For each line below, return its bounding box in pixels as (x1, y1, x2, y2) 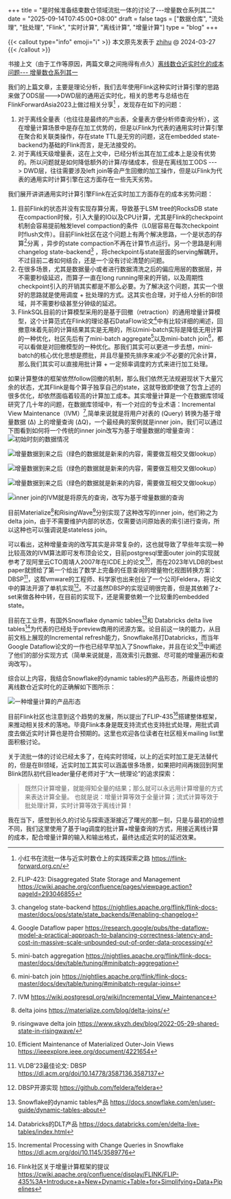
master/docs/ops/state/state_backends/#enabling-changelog (17, 910, 192, 919)
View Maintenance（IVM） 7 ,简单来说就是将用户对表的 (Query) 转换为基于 (8, 408, 215, 417)
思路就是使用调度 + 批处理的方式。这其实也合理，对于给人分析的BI (29, 291, 217, 299)
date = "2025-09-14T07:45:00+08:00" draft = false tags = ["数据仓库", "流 (8, 14, 218, 23)
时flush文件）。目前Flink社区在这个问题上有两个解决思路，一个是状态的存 (17, 229, 223, 238)
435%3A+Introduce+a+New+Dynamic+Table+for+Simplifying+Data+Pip (17, 1178, 223, 1186)
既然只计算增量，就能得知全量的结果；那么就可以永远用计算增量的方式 (24, 784, 223, 792)
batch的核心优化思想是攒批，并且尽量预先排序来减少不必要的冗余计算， (17, 351, 221, 359)
